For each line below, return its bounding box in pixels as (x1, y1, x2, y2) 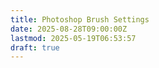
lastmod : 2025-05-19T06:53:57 (10, 33, 137, 43)
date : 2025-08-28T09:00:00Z (10, 24, 128, 34)
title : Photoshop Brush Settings (10, 14, 150, 25)
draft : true (10, 42, 60, 53)
